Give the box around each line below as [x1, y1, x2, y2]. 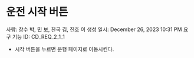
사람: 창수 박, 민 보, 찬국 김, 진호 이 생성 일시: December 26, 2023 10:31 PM [6, 26, 182, 33]
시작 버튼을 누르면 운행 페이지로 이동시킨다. [14, 45, 114, 53]
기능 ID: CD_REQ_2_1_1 [12, 33, 65, 40]
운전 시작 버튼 [6, 5, 68, 19]
